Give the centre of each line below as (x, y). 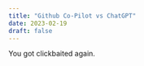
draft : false (31, 31)
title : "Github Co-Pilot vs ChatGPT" (72, 16)
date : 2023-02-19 (38, 23)
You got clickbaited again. (52, 54)
